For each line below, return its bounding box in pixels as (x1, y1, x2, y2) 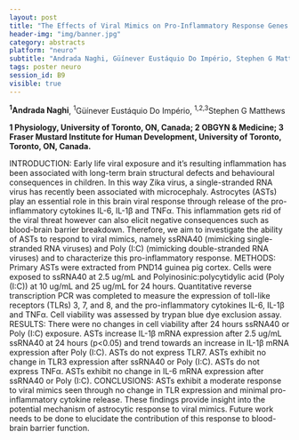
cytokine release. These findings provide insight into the (59, 395, 265, 405)
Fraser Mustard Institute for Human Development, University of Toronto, (9, 132, 282, 142)
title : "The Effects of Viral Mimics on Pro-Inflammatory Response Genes (9, 21, 289, 30)
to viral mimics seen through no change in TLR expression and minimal (9, 385, 269, 396)
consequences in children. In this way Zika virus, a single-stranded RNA (9, 177, 273, 188)
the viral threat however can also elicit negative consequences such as (9, 215, 270, 226)
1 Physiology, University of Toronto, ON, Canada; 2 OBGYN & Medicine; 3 (9, 122, 284, 133)
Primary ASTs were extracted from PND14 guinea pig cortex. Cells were (9, 262, 272, 273)
